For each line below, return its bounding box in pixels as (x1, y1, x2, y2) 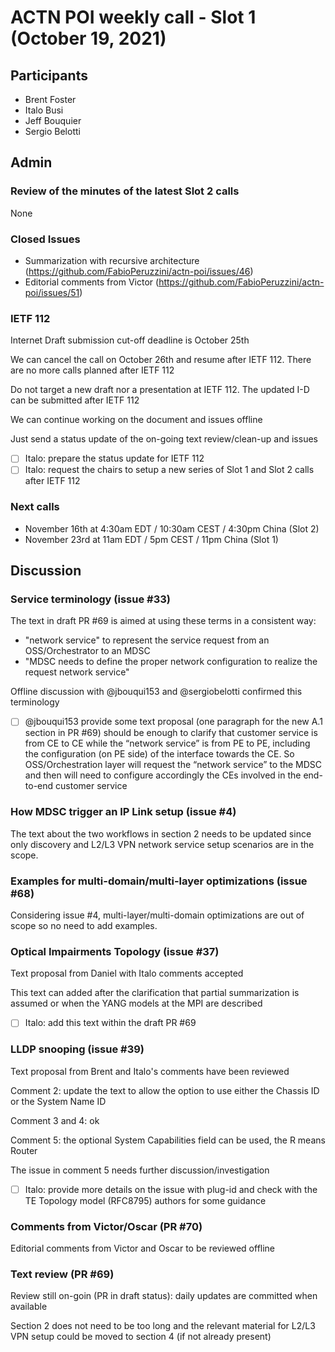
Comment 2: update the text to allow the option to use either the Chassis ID (10, 1084, 320, 1096)
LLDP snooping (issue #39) (10, 1042, 145, 1056)
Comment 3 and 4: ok (10, 1114, 100, 1126)
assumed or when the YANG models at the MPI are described (10, 997, 263, 1010)
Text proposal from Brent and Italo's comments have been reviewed (10, 1065, 290, 1077)
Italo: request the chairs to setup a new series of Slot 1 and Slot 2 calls (24, 464, 315, 476)
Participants (10, 67, 88, 84)
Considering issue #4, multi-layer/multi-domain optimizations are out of (10, 909, 305, 921)
